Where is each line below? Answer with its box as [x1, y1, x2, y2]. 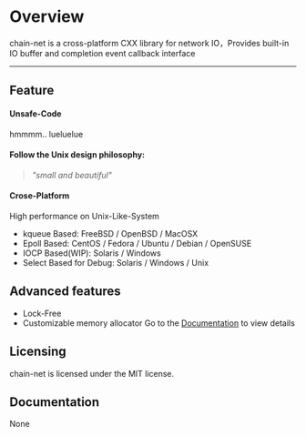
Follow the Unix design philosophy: [9, 149, 146, 160]
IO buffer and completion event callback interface [9, 47, 196, 58]
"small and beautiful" [31, 169, 112, 180]
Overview [9, 6, 85, 27]
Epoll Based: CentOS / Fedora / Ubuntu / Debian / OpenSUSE [22, 238, 252, 248]
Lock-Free [22, 308, 62, 319]
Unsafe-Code [9, 107, 62, 119]
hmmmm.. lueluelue [9, 128, 84, 139]
